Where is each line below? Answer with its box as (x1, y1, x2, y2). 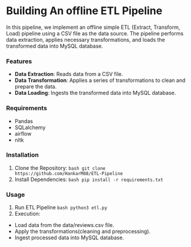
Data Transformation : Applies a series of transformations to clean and (14, 77, 186, 84)
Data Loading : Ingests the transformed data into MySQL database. (14, 90, 176, 97)
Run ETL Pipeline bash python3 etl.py (14, 204, 108, 211)
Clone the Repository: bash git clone (14, 164, 106, 172)
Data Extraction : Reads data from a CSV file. (14, 71, 123, 78)
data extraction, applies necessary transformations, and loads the (6, 36, 166, 43)
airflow (14, 130, 32, 137)
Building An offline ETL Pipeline (6, 4, 163, 18)
